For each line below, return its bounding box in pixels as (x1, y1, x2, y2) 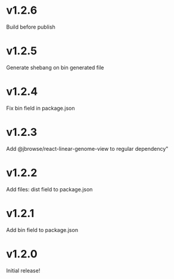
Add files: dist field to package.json (6, 185, 93, 193)
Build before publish (6, 23, 55, 30)
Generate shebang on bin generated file (6, 64, 104, 71)
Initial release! (6, 266, 41, 274)
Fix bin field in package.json (6, 104, 75, 111)
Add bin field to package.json (6, 226, 79, 233)
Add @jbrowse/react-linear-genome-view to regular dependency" (6, 145, 169, 152)
